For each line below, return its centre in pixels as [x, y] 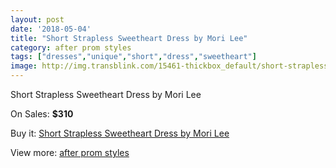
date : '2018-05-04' [51, 29]
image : [24, 66]
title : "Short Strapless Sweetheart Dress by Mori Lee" [129, 38]
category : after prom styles [71, 47]
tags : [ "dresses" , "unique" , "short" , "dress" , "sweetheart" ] [133, 57]
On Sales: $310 [42, 114]
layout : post [37, 19]
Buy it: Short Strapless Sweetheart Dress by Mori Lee [120, 133]
